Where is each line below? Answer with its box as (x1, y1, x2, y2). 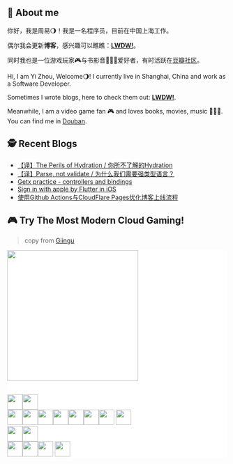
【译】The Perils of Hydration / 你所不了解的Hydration (17, 161, 173, 169)
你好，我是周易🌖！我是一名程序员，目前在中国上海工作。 (7, 26, 173, 35)
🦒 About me (7, 7, 59, 19)
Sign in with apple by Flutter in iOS (17, 185, 116, 193)
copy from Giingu (24, 236, 75, 245)
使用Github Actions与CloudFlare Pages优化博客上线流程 (17, 193, 179, 201)
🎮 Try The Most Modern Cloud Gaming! (7, 215, 185, 226)
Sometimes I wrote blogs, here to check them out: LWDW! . (7, 93, 176, 101)
